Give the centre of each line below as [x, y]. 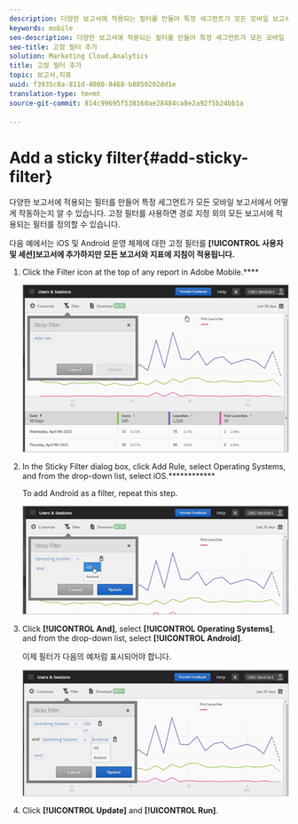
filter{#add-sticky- [177, 158]
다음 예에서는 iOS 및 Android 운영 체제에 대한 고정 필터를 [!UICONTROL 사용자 [146, 244]
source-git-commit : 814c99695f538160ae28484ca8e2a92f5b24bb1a [126, 103]
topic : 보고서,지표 [40, 76]
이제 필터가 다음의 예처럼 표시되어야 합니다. [97, 657]
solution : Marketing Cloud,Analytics [79, 56]
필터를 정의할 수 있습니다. [77, 224]
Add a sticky [56, 158]
